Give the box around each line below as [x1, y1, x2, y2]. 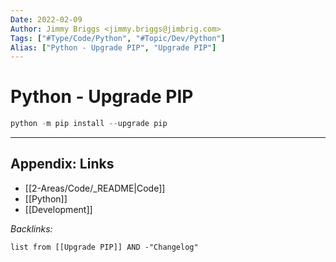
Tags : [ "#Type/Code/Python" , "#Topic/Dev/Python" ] [10, 33, 226, 43]
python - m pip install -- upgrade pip [10, 119, 168, 129]
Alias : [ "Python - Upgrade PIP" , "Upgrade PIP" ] [10, 42, 217, 53]
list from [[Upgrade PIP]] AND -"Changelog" [10, 242, 199, 252]
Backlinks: [10, 222, 53, 235]
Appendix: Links [10, 156, 115, 173]
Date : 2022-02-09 [10, 14, 83, 25]
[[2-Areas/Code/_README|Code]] [24, 182, 166, 194]
